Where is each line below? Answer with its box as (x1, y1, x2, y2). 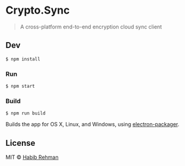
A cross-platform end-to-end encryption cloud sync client (20, 23, 162, 30)
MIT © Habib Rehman (5, 154, 59, 161)
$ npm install (5, 56, 41, 62)
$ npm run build (5, 110, 46, 116)
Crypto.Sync (5, 4, 70, 17)
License (5, 138, 36, 148)
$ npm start (5, 84, 35, 90)
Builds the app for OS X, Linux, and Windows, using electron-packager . (5, 121, 180, 128)
